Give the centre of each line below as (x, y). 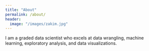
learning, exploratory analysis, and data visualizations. (61, 43)
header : (13, 19)
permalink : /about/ (25, 14)
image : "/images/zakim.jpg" (39, 24)
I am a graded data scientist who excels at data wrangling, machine (74, 38)
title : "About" (21, 10)
